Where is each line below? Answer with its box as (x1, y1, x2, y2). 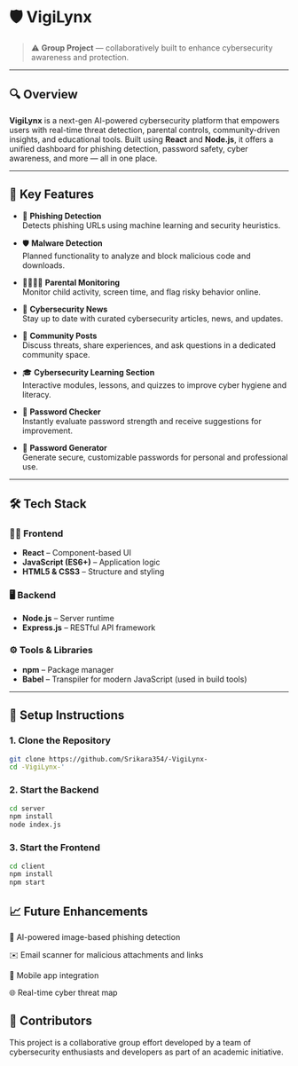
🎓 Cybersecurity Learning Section (21, 367, 155, 377)
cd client (9, 862, 46, 871)
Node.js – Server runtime (21, 612, 115, 623)
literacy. (21, 389, 51, 399)
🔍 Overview (9, 87, 78, 102)
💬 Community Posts (21, 330, 98, 341)
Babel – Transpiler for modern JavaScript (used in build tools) (21, 674, 247, 684)
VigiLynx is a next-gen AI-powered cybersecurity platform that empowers (9, 114, 280, 125)
